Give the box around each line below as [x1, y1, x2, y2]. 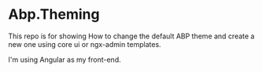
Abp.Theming [8, 5, 100, 23]
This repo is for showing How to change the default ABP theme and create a [8, 31, 255, 41]
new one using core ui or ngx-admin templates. [8, 39, 161, 49]
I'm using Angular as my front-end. [8, 55, 121, 64]
